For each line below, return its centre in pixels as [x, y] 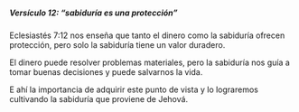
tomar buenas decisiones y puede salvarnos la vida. [106, 71]
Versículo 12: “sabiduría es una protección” [93, 13]
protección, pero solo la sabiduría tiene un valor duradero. [117, 44]
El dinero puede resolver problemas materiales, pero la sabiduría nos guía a [150, 62]
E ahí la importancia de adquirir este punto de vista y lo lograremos [134, 89]
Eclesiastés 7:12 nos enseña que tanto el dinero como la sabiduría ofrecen [147, 35]
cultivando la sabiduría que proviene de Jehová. [98, 98]
